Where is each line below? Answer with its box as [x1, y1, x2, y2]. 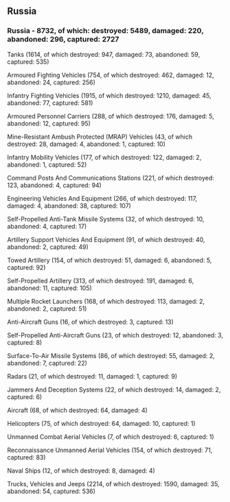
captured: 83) [7, 453, 46, 462]
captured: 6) [7, 392, 43, 401]
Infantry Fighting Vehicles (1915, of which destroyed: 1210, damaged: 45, [7, 91, 211, 99]
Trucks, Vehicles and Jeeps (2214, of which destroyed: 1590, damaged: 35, [7, 479, 220, 488]
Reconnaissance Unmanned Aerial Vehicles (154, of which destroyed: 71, [7, 446, 213, 454]
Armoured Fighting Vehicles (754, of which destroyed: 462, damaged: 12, [7, 71, 214, 79]
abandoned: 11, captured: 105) [7, 284, 93, 292]
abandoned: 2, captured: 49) [7, 243, 89, 251]
